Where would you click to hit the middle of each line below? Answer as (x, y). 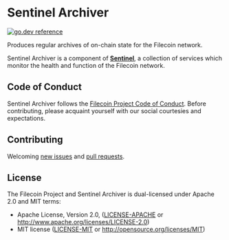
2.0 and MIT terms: (34, 202)
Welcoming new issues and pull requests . (66, 156)
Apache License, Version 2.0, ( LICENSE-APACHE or (90, 215)
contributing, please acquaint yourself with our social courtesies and (104, 110)
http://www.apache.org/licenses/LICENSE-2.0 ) (83, 222)
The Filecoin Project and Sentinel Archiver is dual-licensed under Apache (111, 194)
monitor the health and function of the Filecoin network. (86, 65)
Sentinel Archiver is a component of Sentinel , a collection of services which (115, 58)
